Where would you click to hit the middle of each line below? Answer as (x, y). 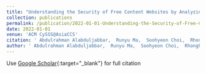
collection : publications (39, 18)
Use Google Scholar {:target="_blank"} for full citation (74, 63)
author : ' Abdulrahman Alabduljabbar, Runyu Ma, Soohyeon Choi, (93, 46)
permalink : (20, 23)
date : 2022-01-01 (29, 29)
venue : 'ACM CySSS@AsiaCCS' (42, 35)
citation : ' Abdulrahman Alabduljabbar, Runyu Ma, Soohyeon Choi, (96, 40)
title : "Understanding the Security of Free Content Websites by (91, 12)
